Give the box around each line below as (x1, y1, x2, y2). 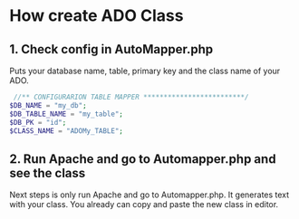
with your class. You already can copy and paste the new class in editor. (9, 199, 279, 210)
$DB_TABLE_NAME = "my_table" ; (9, 109, 124, 119)
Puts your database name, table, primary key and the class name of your (9, 65, 281, 76)
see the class (9, 165, 86, 181)
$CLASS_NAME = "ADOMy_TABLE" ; (9, 126, 124, 136)
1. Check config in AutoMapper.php (9, 42, 214, 57)
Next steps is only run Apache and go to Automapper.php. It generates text (9, 189, 290, 200)
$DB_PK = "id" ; (9, 118, 67, 127)
